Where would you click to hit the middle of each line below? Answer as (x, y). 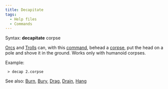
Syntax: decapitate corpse (33, 38)
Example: (15, 62)
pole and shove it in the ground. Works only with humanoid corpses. (76, 53)
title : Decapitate (24, 10)
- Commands (21, 24)
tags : (11, 14)
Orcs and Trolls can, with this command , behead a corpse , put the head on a (84, 47)
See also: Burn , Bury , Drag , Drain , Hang (46, 81)
